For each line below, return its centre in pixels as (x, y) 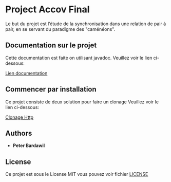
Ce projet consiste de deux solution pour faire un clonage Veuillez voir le (82, 102)
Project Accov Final (47, 10)
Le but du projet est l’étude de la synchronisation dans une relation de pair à (86, 24)
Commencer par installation (51, 89)
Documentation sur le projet (51, 45)
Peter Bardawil (29, 145)
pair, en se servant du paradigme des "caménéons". (60, 29)
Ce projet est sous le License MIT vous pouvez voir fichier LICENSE (77, 174)
